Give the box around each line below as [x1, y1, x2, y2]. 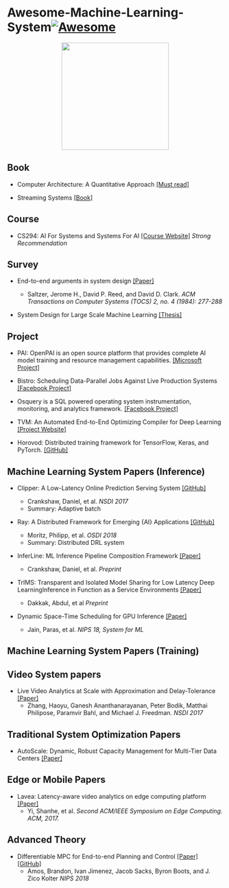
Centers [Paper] [16, 754, 63, 762]
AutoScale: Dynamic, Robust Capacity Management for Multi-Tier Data [16, 747, 217, 756]
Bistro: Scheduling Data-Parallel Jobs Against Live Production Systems [16, 377, 217, 385]
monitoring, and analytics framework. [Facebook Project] [16, 405, 178, 413]
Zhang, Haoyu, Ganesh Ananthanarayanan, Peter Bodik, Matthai [27, 701, 208, 710]
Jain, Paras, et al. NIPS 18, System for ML [27, 626, 144, 633]
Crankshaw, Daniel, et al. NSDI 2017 [27, 498, 129, 505]
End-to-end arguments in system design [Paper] [16, 277, 154, 285]
